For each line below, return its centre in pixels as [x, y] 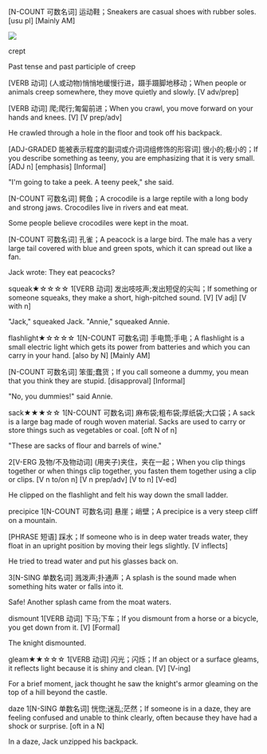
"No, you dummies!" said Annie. [61, 396]
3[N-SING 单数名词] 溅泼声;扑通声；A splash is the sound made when [122, 577]
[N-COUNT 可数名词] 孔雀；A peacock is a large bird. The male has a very [130, 239]
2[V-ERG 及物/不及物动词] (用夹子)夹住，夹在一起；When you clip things [127, 462]
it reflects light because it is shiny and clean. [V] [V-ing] [100, 668]
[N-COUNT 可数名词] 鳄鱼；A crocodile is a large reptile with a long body [128, 198]
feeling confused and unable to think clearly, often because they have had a [133, 717]
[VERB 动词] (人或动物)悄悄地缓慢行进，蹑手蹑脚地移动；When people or [128, 83]
